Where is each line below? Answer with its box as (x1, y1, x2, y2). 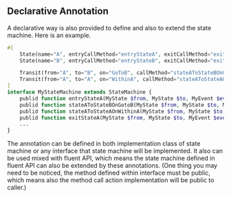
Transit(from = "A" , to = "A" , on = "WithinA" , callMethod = (19, 76, 177, 83)
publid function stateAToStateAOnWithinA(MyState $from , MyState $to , (19, 108, 226, 115)
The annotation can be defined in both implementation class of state (7, 140, 201, 148)
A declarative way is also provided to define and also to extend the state (7, 23, 212, 32)
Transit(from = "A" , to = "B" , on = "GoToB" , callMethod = (19, 69, 170, 76)
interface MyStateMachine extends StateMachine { (7, 89, 153, 96)
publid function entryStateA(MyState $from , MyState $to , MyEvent (19, 95, 214, 102)
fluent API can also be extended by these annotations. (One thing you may (7, 162, 218, 170)
